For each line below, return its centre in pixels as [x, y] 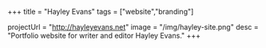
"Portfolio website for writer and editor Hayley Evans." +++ [104, 36]
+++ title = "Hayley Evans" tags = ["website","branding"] [101, 12]
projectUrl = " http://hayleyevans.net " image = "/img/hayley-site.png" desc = [133, 27]
